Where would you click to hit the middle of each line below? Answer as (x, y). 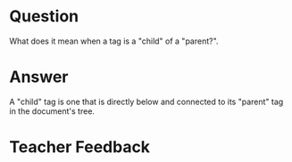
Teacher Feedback (79, 147)
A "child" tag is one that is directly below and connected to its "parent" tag (146, 101)
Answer (39, 77)
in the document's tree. (52, 111)
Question (44, 16)
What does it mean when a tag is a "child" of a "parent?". (114, 41)
